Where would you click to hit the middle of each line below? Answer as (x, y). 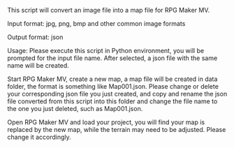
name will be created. (38, 65)
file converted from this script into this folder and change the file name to (112, 101)
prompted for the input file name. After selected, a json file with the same (112, 58)
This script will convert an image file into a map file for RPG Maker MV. (109, 10)
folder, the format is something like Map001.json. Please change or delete (113, 86)
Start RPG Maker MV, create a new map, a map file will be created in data (112, 79)
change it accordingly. (39, 137)
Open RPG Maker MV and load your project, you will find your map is (106, 122)
